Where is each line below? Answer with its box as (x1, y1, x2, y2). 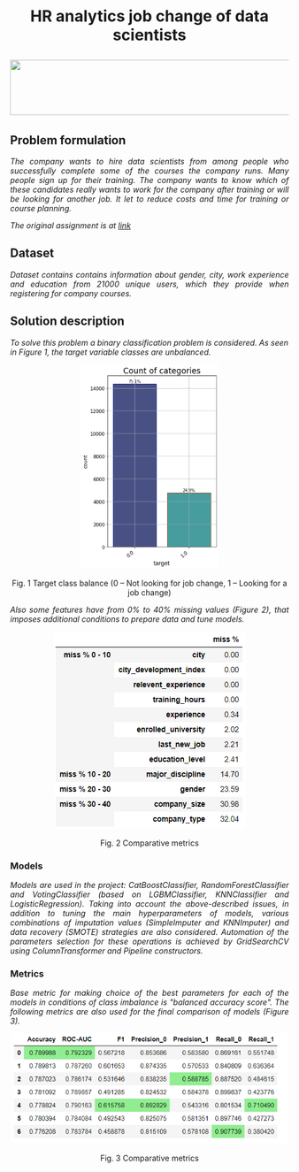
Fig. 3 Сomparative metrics (99, 1153, 200, 1164)
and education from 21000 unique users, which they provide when (10, 279, 289, 289)
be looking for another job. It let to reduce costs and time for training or (10, 194, 289, 204)
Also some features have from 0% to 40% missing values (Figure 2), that (10, 604, 289, 615)
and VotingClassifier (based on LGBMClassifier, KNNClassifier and (10, 889, 289, 900)
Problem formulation (10, 133, 126, 148)
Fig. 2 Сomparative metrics (99, 838, 200, 848)
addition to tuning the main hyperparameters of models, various (10, 908, 289, 918)
